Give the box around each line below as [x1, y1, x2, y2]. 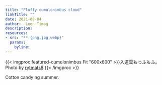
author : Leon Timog [5, 21, 49, 26]
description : [5, 26, 33, 31]
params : [10, 40, 26, 45]
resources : [5, 30, 28, 35]
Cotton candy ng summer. [5, 74, 59, 80]
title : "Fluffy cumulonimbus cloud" [5, 7, 82, 12]
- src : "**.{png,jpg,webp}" [5, 35, 64, 40]
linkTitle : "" [5, 12, 35, 17]
